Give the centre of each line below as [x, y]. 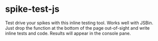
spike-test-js [32, 9]
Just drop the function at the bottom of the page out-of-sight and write [78, 28]
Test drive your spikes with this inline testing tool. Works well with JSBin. [79, 23]
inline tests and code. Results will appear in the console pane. [68, 33]
